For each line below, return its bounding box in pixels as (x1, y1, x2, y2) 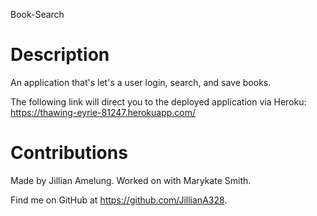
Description (10, 44, 110, 66)
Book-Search (10, 9, 65, 20)
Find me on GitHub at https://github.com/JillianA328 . (10, 194, 228, 206)
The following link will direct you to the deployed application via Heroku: (10, 95, 307, 108)
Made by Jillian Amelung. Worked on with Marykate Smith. (10, 174, 252, 186)
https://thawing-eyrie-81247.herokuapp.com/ (10, 106, 197, 118)
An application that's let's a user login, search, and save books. (10, 76, 272, 88)
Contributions (10, 142, 128, 164)
